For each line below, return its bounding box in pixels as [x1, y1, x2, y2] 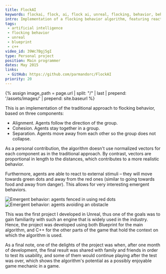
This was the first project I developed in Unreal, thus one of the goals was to [5, 211, 161, 217]
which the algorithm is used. [5, 232, 63, 238]
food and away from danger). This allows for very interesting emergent [5, 181, 149, 187]
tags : [5, 21, 16, 26]
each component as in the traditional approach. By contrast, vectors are [5, 150, 152, 156]
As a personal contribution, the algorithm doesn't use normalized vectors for [5, 145, 161, 151]
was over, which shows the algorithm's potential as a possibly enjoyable [5, 258, 152, 264]
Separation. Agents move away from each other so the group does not [12, 130, 156, 137]
